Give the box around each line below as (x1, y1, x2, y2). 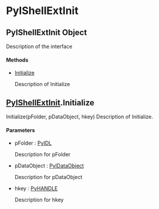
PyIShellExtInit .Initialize (6, 98, 95, 108)
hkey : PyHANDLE (14, 185, 58, 192)
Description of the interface (6, 43, 72, 50)
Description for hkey (14, 196, 64, 203)
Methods (6, 56, 29, 63)
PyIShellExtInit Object (6, 28, 87, 37)
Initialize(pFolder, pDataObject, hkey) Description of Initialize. (6, 113, 153, 121)
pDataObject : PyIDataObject (14, 162, 84, 169)
